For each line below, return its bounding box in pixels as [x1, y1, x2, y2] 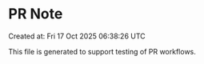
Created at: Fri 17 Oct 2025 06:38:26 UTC [8, 31, 146, 41]
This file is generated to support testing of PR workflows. [8, 46, 196, 56]
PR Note [8, 5, 63, 23]
